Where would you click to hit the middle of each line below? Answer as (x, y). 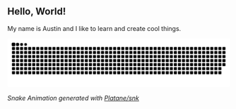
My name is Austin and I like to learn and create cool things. (94, 28)
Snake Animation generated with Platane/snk (73, 98)
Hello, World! (37, 12)
